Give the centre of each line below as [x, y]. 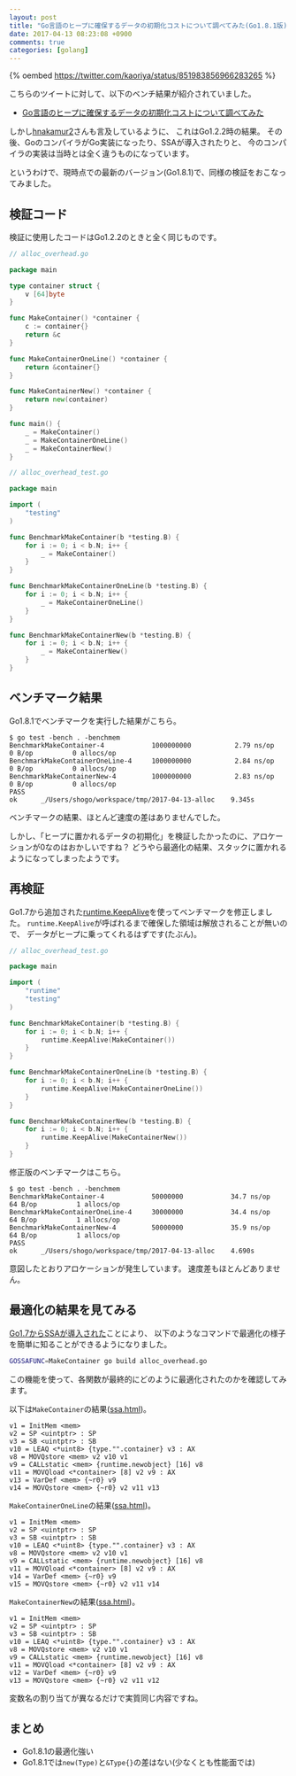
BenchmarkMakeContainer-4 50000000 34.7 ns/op [140, 1197]
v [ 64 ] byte [45, 294]
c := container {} [57, 327]
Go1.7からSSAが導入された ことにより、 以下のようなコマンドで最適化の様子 [148, 1333]
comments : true [37, 42]
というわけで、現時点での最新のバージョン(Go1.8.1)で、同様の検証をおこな [144, 173]
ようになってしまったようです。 [67, 858]
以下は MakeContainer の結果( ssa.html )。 [80, 1408]
